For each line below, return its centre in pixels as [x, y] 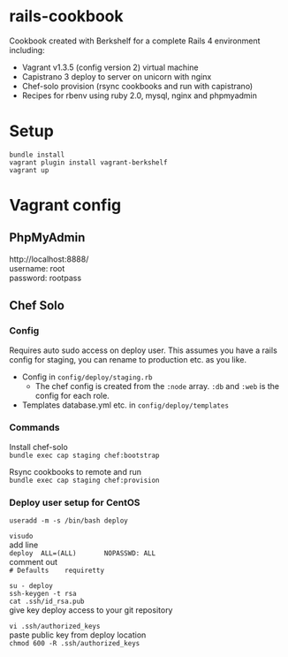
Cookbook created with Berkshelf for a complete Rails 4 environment [135, 41]
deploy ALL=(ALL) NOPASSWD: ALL [83, 554]
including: [27, 50]
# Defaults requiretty [57, 571]
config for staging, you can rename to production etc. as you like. [128, 359]
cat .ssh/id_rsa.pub [47, 602]
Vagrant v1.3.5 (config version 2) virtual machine [110, 67]
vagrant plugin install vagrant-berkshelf [88, 162]
